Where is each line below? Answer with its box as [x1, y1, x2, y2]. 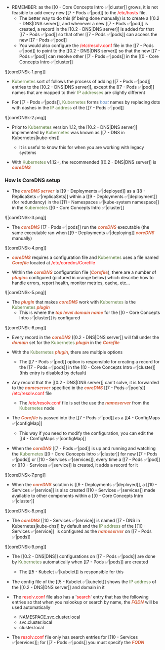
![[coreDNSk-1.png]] [4, 69, 46, 75]
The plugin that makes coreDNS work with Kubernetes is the [11, 299, 136, 305]
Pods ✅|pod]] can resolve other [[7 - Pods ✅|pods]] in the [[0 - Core [19, 53, 159, 59]
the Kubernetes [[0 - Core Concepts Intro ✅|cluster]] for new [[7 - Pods [11, 451, 158, 457]
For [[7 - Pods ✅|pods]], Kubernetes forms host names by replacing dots [11, 99, 160, 105]
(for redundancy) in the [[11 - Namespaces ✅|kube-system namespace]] [11, 199, 159, 205]
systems [19, 150, 37, 155]
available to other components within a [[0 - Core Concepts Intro [11, 493, 144, 499]
